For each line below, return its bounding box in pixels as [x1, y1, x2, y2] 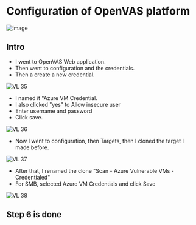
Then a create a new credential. [15, 71, 95, 78]
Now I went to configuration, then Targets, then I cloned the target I [15, 137, 184, 144]
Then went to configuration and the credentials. [15, 64, 135, 72]
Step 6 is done [6, 209, 62, 220]
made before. [15, 144, 49, 151]
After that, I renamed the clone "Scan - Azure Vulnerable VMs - [15, 167, 175, 174]
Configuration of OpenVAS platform [6, 4, 191, 18]
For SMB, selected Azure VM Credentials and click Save [15, 180, 156, 187]
